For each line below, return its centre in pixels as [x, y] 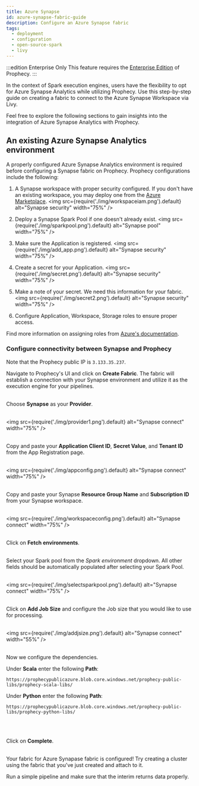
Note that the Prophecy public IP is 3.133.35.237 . [66, 362]
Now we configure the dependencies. [52, 657]
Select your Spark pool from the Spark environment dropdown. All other [94, 560]
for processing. [25, 615]
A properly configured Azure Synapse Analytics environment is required [94, 164]
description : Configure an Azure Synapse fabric [67, 23]
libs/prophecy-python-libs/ [41, 712]
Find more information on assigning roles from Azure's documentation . [93, 333]
